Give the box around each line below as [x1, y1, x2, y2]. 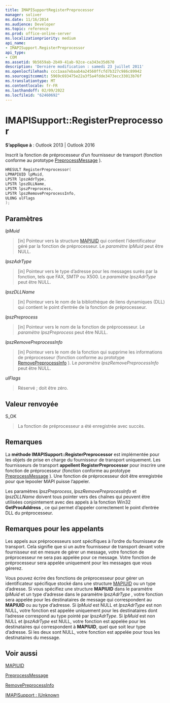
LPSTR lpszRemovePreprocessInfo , [5, 191, 76, 196]
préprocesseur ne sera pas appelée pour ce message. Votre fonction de [5, 554, 156, 560]
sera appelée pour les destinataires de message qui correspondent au [5, 596, 152, 603]
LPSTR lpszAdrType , [5, 177, 47, 182]
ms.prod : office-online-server [5, 31, 72, 36]
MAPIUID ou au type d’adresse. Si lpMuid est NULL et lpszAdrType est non [5, 602, 162, 608]
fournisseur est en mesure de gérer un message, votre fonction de [5, 549, 145, 555]
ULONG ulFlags [5, 195, 36, 201]
